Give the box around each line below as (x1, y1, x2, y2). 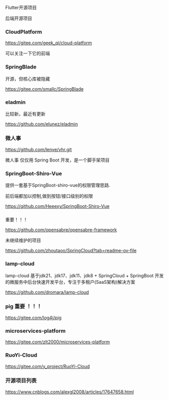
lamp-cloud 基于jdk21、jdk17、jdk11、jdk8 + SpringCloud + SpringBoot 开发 (5, 272, 164, 279)
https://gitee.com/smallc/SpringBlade (5, 86, 84, 92)
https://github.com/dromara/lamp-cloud (5, 289, 89, 295)
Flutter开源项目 (5, 5, 37, 10)
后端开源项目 (5, 15, 32, 21)
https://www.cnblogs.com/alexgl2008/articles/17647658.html (5, 389, 134, 395)
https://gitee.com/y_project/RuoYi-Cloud (5, 363, 90, 369)
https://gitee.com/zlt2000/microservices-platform (5, 339, 110, 345)
